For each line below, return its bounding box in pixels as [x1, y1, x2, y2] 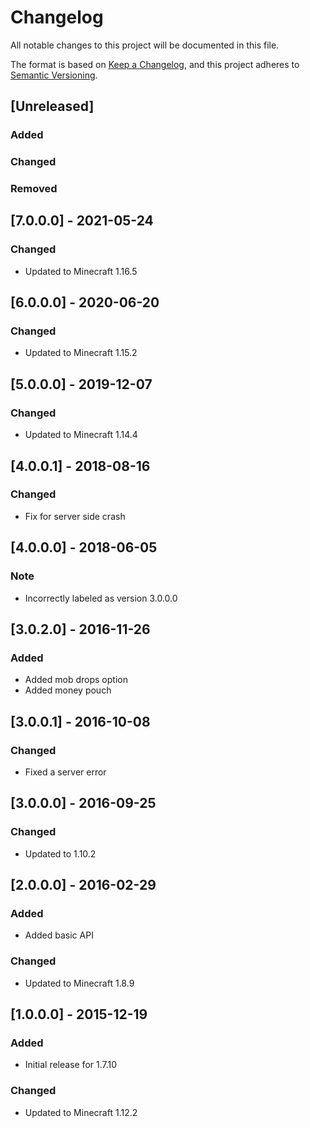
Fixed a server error [24, 766, 107, 778]
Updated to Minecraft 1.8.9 [24, 977, 135, 989]
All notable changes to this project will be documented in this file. [10, 39, 280, 51]
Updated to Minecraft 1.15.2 [24, 347, 138, 359]
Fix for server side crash [24, 510, 126, 522]
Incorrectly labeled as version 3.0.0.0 [24, 592, 178, 604]
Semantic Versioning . [10, 69, 98, 81]
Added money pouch [24, 684, 112, 696]
